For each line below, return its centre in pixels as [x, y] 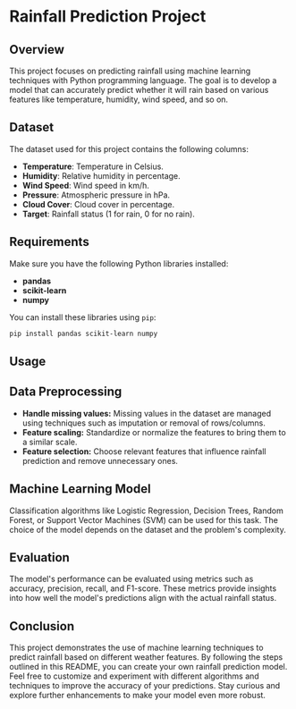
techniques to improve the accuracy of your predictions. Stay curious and [145, 686]
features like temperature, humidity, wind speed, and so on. [119, 99]
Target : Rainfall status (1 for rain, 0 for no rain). [108, 214]
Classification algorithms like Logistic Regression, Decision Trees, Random [146, 511]
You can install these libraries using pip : [83, 317]
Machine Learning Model [80, 489]
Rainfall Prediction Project [108, 17]
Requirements [49, 242]
